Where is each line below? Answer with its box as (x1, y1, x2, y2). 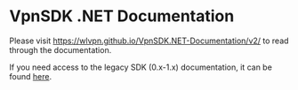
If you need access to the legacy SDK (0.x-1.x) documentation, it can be (9, 62, 273, 72)
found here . (9, 71, 52, 81)
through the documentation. (9, 44, 112, 55)
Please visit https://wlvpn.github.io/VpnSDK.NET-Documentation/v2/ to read (9, 35, 289, 46)
